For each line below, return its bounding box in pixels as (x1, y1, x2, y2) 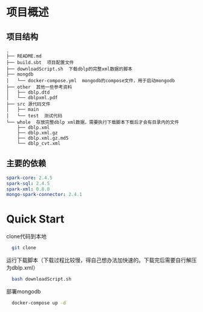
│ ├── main (6, 106, 39, 112)
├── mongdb (6, 71, 34, 77)
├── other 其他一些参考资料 (6, 84, 72, 90)
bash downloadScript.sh (11, 276, 71, 282)
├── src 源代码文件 (6, 101, 51, 107)
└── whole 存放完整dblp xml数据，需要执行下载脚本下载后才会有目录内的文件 (6, 119, 179, 125)
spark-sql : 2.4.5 (6, 180, 50, 186)
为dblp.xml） (6, 264, 39, 271)
